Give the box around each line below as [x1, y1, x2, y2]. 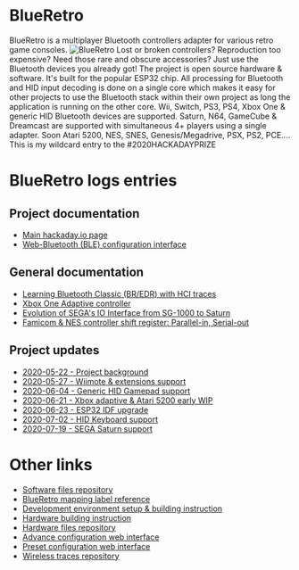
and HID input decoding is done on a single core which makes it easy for [9, 82, 276, 93]
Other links [9, 454, 93, 475]
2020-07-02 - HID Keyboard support [21, 414, 159, 425]
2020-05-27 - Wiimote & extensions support [21, 376, 187, 386]
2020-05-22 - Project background [21, 367, 149, 377]
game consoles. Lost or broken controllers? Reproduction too [9, 44, 281, 54]
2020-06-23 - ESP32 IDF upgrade [21, 404, 149, 415]
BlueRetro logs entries [9, 170, 178, 191]
